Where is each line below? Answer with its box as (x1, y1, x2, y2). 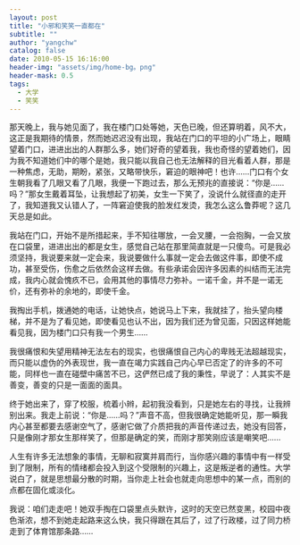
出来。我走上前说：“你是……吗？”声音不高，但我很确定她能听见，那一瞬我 (16, 410, 288, 421)
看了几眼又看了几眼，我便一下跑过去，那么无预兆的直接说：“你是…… (32, 178, 285, 189)
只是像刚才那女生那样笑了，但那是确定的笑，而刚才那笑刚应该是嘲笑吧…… (9, 432, 281, 443)
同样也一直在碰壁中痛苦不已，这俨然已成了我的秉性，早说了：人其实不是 (24, 368, 291, 380)
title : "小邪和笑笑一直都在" (9, 21, 105, 30)
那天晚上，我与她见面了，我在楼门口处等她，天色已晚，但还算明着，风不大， (9, 122, 291, 132)
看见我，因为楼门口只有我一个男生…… (9, 327, 149, 338)
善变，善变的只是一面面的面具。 (9, 380, 127, 390)
